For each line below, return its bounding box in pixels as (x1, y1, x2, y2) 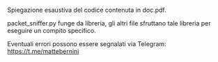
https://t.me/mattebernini (7, 48, 79, 55)
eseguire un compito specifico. (7, 27, 96, 34)
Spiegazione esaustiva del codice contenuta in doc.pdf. (7, 6, 167, 14)
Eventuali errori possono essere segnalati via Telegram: (7, 40, 166, 48)
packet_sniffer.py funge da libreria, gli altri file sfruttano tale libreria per (7, 19, 211, 27)
